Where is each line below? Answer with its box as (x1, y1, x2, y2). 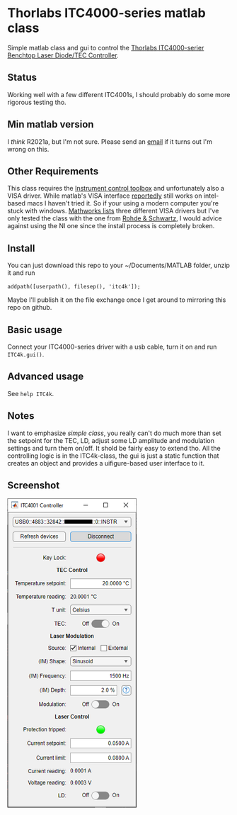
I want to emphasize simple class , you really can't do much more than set (7, 429, 221, 437)
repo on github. (7, 303, 52, 312)
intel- (203, 191, 219, 200)
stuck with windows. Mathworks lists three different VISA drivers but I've (7, 207, 219, 215)
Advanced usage (7, 371, 84, 383)
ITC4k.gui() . (7, 350, 45, 359)
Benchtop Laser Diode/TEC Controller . (7, 51, 119, 60)
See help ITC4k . (7, 389, 54, 398)
